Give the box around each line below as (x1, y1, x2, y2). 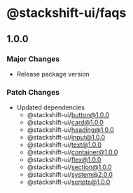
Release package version (16, 69, 90, 78)
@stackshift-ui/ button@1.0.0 (27, 111, 110, 119)
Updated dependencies (16, 103, 85, 112)
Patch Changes (6, 87, 60, 97)
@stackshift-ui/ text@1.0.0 (27, 140, 102, 149)
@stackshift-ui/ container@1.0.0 (27, 148, 118, 157)
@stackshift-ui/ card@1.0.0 (27, 118, 104, 127)
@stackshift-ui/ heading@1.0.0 (27, 126, 115, 134)
